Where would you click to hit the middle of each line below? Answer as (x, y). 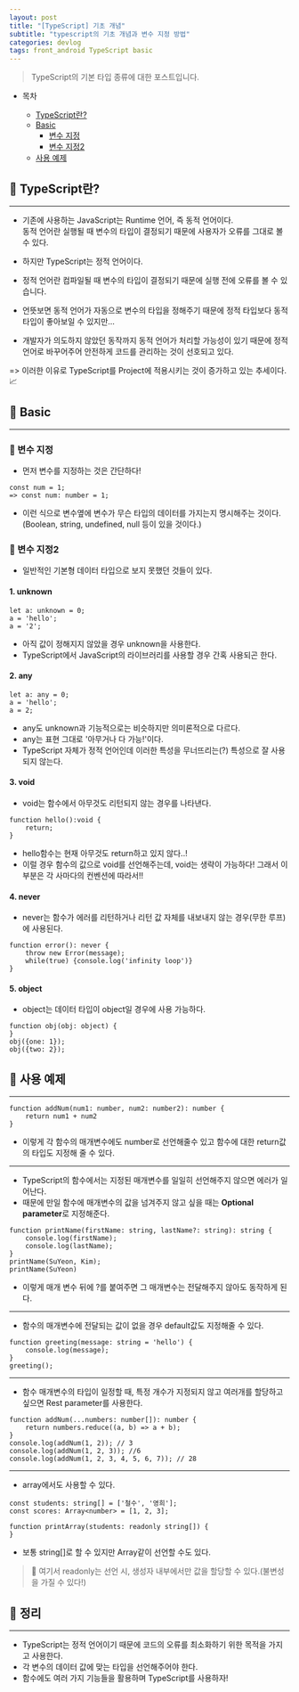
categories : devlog (45, 42)
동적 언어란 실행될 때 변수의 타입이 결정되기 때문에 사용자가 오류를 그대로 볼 (153, 231)
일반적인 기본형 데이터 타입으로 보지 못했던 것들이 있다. (117, 570)
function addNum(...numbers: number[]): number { (103, 1420)
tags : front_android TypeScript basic (81, 51)
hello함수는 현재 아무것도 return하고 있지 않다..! (105, 853)
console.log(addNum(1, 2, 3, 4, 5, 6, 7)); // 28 (103, 1459)
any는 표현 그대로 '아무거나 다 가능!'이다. (93, 739)
